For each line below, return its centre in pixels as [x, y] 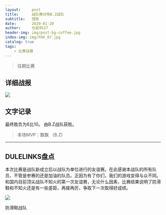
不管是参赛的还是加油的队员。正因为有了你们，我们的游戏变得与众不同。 [87, 175]
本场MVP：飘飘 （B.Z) [40, 135]
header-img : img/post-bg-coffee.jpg [43, 33]
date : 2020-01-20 [30, 23]
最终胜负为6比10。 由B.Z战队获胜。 [41, 125]
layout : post [23, 10]
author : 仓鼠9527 [27, 28]
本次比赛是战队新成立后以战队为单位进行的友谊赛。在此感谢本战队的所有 [79, 169]
